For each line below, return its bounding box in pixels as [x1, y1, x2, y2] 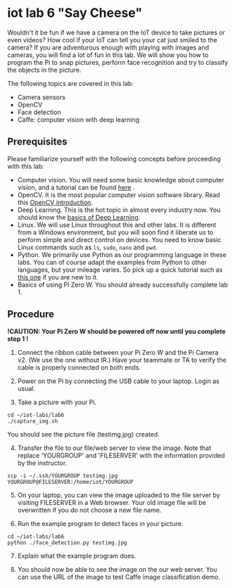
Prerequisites [7, 136, 68, 148]
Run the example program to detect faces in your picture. [17, 519, 184, 527]
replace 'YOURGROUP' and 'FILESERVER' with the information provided [17, 451, 225, 459]
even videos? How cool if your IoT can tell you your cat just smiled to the [7, 35, 218, 44]
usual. [17, 384, 36, 392]
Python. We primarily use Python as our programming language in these [17, 250, 227, 258]
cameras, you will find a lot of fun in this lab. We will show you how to [7, 51, 209, 59]
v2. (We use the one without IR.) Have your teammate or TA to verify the [17, 356, 227, 364]
